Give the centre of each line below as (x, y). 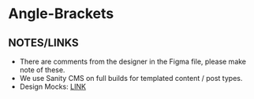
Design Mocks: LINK (53, 86)
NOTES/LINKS (43, 43)
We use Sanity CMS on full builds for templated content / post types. (131, 78)
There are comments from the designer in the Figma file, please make (133, 61)
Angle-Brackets (61, 14)
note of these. (42, 70)
